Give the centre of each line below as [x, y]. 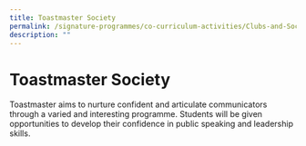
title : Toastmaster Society [63, 18]
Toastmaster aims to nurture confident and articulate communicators [138, 104]
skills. [20, 133]
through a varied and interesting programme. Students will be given [136, 114]
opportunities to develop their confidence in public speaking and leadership [152, 124]
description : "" [40, 34]
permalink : [30, 26]
